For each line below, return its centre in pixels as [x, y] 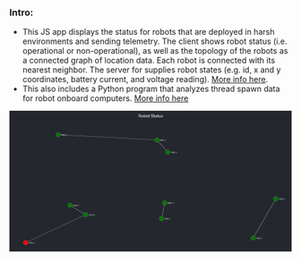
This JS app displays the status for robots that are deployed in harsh [148, 32]
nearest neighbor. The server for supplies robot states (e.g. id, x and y [151, 70]
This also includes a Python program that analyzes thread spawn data [151, 89]
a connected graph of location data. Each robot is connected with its [149, 61]
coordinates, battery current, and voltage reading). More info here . [145, 80]
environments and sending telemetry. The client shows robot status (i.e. [155, 41]
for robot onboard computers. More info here [105, 98]
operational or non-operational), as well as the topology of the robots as [155, 51]
